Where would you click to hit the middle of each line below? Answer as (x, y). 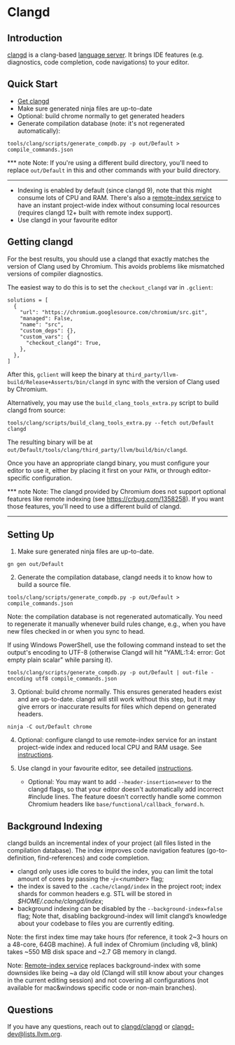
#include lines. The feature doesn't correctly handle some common (125, 797)
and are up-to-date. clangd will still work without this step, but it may (116, 699)
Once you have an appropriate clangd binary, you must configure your (108, 463)
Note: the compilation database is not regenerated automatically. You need (115, 617)
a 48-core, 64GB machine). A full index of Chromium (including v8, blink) (113, 944)
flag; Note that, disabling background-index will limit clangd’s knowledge (122, 916)
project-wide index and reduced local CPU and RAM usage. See (109, 747)
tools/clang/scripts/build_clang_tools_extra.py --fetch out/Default (111, 423)
